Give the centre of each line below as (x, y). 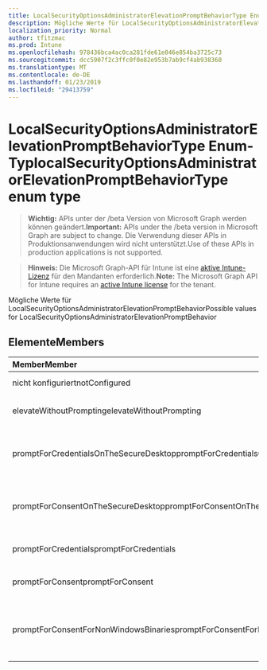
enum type (44, 197)
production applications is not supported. (95, 252)
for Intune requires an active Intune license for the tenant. (122, 285)
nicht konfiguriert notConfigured (72, 383)
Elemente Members (56, 342)
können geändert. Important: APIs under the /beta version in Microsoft (143, 227)
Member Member (45, 364)
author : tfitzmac (37, 38)
